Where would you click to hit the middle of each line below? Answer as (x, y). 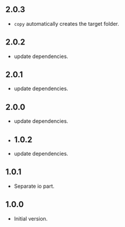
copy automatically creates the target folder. (66, 23)
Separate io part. (34, 186)
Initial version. (31, 218)
